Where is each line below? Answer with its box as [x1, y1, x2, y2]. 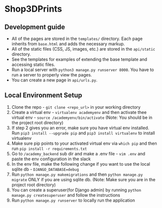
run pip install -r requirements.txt [11, 145, 87, 151]
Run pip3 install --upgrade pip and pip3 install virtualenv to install [11, 130, 155, 136]
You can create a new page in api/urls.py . [11, 77, 97, 83]
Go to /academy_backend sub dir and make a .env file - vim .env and [11, 151, 146, 156]
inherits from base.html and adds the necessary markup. [11, 41, 125, 47]
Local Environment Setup [4, 91, 82, 99]
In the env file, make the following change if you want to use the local [11, 161, 150, 167]
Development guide [4, 23, 65, 31]
